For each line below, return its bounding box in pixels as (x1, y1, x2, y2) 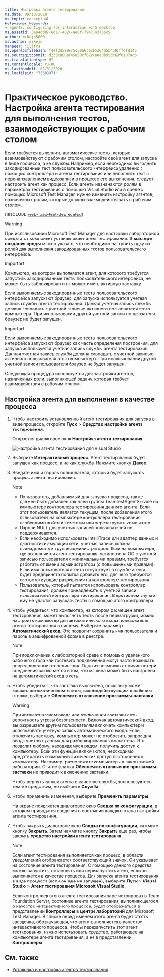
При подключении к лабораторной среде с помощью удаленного (12, 652, 150, 658)
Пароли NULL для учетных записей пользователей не (19, 524, 133, 530)
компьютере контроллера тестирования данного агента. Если (19, 504, 150, 510)
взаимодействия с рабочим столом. (5, 381, 81, 387)
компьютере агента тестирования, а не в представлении (12, 934, 132, 940)
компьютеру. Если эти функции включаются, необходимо (12, 748, 134, 754)
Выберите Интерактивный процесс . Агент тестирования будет (12, 454, 145, 460)
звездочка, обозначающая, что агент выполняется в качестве (12, 919, 142, 925)
